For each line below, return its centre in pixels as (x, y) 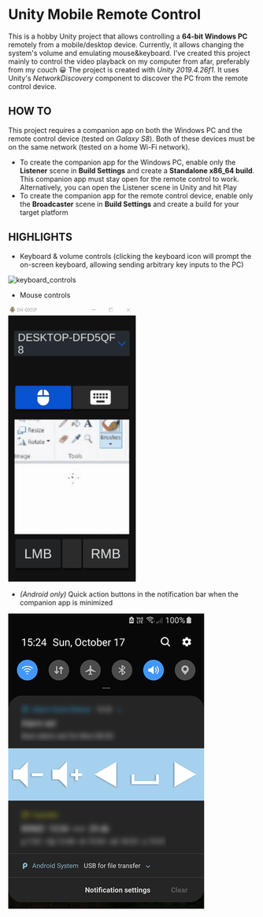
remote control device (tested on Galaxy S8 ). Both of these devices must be (131, 139)
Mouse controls (45, 295)
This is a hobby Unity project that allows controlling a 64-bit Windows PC (128, 36)
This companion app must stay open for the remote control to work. (129, 179)
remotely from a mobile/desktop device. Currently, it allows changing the (126, 44)
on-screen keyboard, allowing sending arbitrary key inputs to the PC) (131, 264)
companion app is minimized (66, 602)
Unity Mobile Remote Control (105, 15)
